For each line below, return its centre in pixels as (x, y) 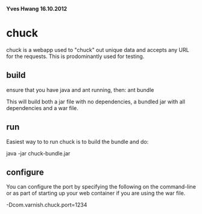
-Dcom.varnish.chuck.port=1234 (47, 205)
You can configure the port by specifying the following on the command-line (101, 187)
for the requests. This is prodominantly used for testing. (75, 56)
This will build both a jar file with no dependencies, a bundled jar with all (96, 102)
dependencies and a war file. (42, 108)
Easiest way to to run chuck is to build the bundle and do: (77, 141)
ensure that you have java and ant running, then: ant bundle (80, 89)
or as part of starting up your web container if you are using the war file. (96, 193)
